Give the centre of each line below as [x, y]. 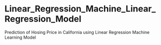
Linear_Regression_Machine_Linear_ [80, 9]
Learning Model [20, 37]
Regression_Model [43, 19]
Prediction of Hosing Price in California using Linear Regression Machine [77, 32]
